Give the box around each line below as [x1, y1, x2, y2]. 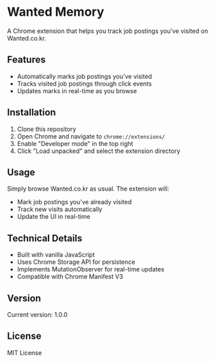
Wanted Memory [7, 4, 105, 20]
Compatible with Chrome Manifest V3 [16, 272, 123, 281]
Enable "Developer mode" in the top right [16, 139, 134, 147]
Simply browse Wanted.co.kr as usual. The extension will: [7, 184, 170, 193]
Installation [7, 107, 56, 119]
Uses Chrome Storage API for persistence [16, 258, 136, 266]
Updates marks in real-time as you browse [16, 86, 137, 95]
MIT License [7, 348, 42, 357]
